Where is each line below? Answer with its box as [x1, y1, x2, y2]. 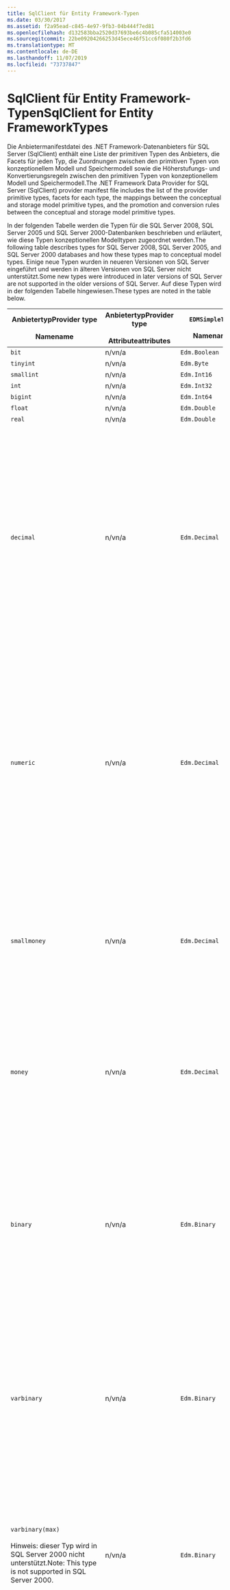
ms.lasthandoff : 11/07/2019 [7, 55, 88, 62]
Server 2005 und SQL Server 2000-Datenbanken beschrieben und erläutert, [7, 228, 222, 236]
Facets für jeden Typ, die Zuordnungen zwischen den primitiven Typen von [7, 157, 219, 165]
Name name [35, 332, 74, 341]
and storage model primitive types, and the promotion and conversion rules [7, 200, 220, 209]
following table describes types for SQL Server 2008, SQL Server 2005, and [7, 243, 222, 251]
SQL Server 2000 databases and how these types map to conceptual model [7, 250, 221, 258]
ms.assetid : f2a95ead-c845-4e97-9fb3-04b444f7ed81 [7, 23, 155, 29]
